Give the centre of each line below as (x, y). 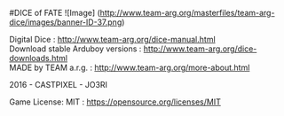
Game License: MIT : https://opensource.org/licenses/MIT (115, 102)
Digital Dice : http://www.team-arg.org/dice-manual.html (112, 39)
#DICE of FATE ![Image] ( (55, 13)
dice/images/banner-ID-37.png (66, 22)
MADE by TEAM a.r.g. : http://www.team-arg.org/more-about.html (130, 67)
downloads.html (39, 58)
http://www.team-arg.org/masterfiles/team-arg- (187, 13)
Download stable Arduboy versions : (75, 49)
